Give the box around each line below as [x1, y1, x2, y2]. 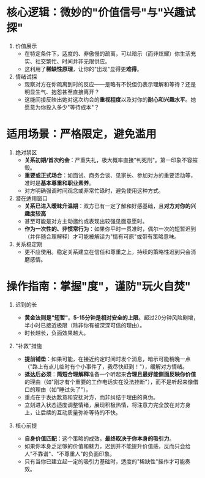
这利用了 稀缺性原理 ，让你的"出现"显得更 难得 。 [24, 65, 143, 72]
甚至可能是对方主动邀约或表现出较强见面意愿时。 [24, 217, 148, 225]
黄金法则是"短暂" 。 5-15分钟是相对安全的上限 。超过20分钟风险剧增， [24, 313, 199, 321]
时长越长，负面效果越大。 [24, 329, 89, 337]
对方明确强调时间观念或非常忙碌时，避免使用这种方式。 [24, 187, 164, 194]
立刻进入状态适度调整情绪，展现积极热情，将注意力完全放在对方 [24, 401, 185, 408]
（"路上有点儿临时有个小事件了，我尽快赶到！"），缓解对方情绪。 [24, 362, 188, 370]
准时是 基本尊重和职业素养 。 [24, 179, 95, 187]
